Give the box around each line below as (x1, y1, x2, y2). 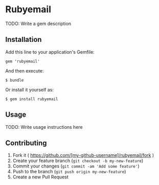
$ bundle (5, 78, 24, 83)
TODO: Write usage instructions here (5, 124, 83, 130)
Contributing (5, 138, 47, 147)
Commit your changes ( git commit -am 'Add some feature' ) (12, 163, 140, 169)
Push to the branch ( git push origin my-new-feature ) (12, 169, 126, 175)
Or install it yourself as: (5, 86, 54, 92)
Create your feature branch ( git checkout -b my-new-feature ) (12, 157, 144, 164)
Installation (5, 35, 42, 44)
